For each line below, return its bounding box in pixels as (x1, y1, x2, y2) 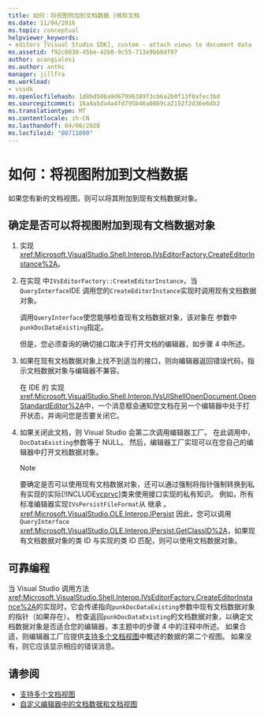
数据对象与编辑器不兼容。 (40, 366, 124, 375)
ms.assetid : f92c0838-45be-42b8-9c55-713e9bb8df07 (8, 48, 178, 56)
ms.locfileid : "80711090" (8, 129, 93, 137)
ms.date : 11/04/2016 (8, 19, 76, 27)
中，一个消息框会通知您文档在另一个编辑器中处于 (84, 401, 244, 411)
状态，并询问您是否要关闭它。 (26, 411, 124, 420)
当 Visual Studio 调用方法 (8, 584, 89, 594)
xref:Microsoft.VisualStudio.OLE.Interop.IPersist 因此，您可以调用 (19, 509, 232, 518)
